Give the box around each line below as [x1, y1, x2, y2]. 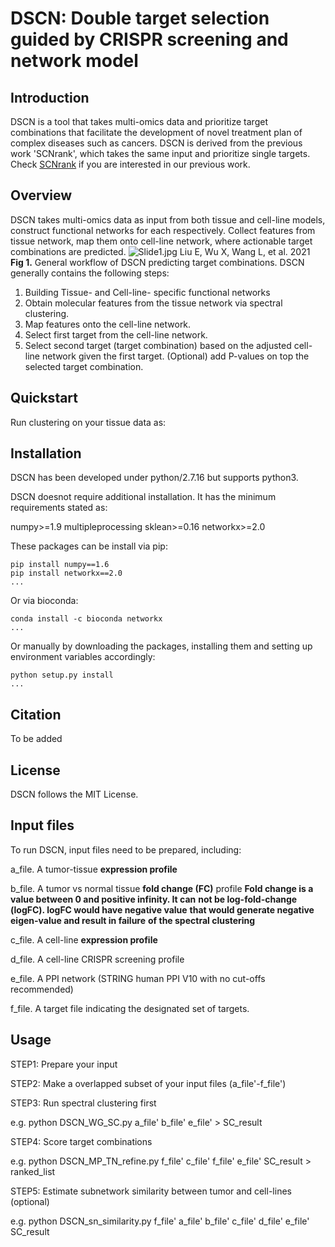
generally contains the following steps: [10, 267, 170, 279]
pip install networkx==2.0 [10, 568, 123, 579]
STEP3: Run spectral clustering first [10, 1097, 157, 1109]
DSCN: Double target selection [10, 7, 270, 30]
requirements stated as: [10, 502, 108, 514]
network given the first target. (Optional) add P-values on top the [41, 350, 310, 362]
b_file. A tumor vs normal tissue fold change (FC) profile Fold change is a [10, 882, 314, 894]
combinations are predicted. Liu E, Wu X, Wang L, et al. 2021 [10, 245, 311, 257]
